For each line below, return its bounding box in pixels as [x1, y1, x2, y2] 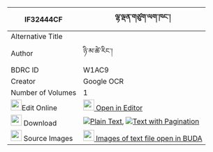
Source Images [23, 134, 73, 143]
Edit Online [22, 103, 58, 112]
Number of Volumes [10, 88, 77, 97]
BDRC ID [10, 66, 40, 75]
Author [10, 48, 34, 58]
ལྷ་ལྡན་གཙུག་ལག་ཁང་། [115, 12, 171, 22]
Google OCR [82, 77, 124, 86]
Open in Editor [96, 103, 143, 112]
